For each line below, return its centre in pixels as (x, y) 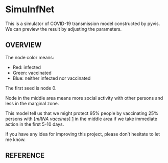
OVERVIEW (23, 45)
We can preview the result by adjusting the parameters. (64, 29)
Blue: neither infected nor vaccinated (52, 78)
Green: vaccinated (32, 73)
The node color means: (30, 57)
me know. (15, 139)
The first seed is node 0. (31, 88)
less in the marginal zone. (32, 103)
